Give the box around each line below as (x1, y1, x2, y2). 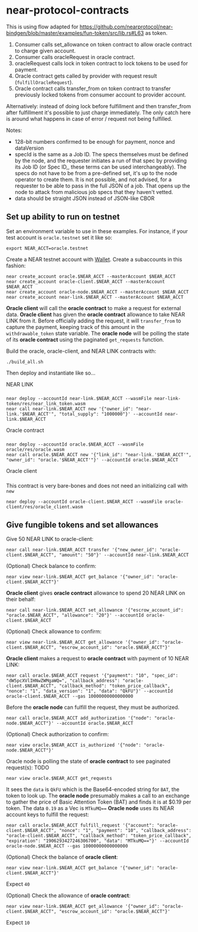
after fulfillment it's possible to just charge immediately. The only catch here (6, 109, 191, 116)
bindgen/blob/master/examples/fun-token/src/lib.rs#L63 (6, 29, 144, 36)
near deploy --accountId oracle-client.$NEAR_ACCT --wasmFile (6, 498, 163, 505)
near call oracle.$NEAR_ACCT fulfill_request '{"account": (6, 823, 155, 828)
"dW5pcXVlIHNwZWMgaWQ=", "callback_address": (6, 678, 120, 684)
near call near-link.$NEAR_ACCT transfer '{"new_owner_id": (6, 547, 158, 553)
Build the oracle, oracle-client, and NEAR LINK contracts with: (6, 347, 157, 354)
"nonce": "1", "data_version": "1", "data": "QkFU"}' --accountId (6, 688, 173, 694)
